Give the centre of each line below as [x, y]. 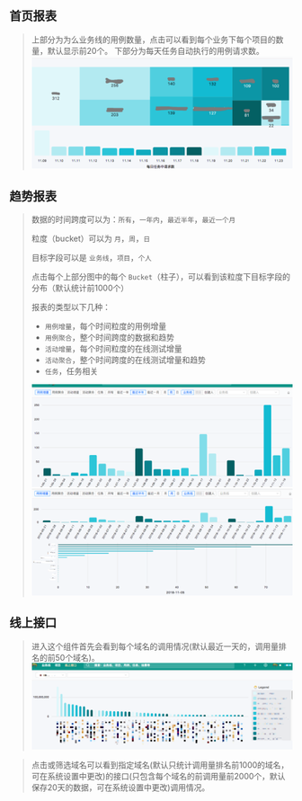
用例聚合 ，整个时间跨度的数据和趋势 [110, 337]
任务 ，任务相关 [71, 370]
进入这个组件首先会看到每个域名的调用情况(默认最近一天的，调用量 [155, 646]
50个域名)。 [78, 657]
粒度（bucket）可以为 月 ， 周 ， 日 [91, 238]
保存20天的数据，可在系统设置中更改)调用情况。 [120, 787]
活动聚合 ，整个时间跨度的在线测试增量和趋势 [125, 360]
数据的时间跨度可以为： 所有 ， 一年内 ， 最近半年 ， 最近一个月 [133, 219]
